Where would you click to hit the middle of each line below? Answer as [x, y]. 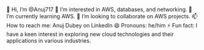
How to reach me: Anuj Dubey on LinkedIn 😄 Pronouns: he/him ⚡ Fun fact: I [102, 25]
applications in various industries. [49, 41]
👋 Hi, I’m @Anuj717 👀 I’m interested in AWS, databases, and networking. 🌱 [99, 9]
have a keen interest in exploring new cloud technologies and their [90, 34]
